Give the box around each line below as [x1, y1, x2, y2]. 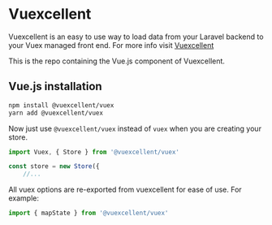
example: [8, 193, 39, 203]
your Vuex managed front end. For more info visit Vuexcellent [8, 40, 214, 50]
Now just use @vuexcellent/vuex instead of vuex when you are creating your [8, 123, 262, 133]
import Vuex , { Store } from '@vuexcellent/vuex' [8, 148, 180, 156]
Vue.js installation [8, 80, 103, 93]
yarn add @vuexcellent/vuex [8, 109, 104, 117]
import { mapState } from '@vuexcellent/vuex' [8, 209, 169, 218]
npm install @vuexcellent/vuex [8, 101, 114, 110]
